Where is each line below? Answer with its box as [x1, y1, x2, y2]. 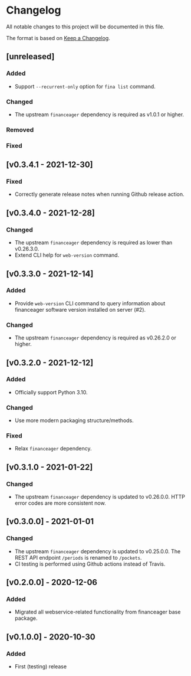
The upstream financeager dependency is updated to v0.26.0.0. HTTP [14, 494, 186, 501]
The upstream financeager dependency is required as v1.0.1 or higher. [14, 110, 185, 118]
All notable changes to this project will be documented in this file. [6, 23, 165, 30]
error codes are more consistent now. [14, 499, 106, 507]
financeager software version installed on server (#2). [14, 306, 146, 313]
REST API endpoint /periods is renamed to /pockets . [14, 554, 142, 561]
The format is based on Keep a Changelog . [6, 34, 110, 41]
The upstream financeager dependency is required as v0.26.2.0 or [14, 334, 177, 341]
